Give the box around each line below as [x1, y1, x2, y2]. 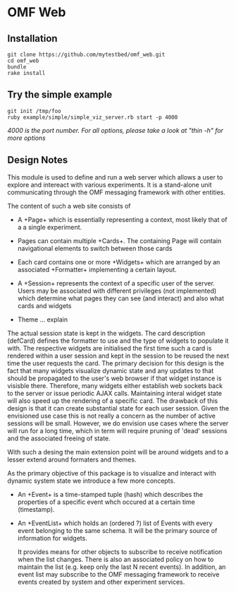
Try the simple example [7, 89, 113, 101]
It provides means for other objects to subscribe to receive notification [17, 547, 223, 556]
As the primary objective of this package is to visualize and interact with [7, 469, 216, 477]
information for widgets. [17, 534, 88, 542]
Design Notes [7, 154, 68, 166]
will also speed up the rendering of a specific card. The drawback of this [7, 397, 218, 405]
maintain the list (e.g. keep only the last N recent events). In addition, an [17, 563, 226, 571]
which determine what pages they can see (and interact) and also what [17, 294, 224, 303]
